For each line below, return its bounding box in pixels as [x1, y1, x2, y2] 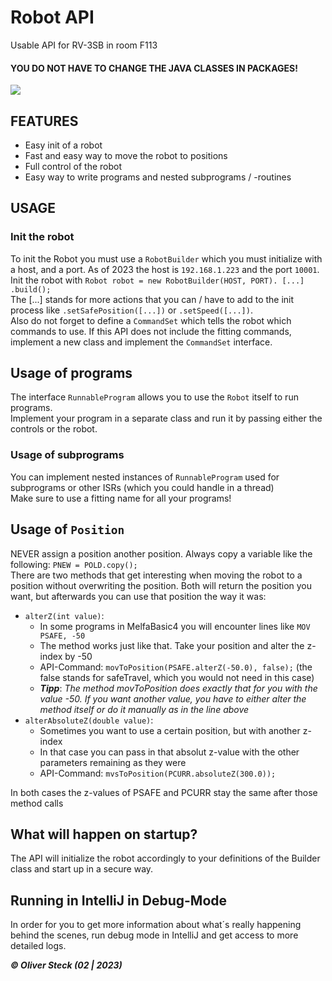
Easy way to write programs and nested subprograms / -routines [24, 171, 292, 183]
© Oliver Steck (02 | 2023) [10, 959, 123, 971]
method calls [10, 797, 64, 809]
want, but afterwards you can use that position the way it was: [10, 590, 267, 602]
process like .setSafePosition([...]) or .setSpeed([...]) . [10, 304, 253, 316]
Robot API [10, 6, 95, 29]
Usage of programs [10, 365, 133, 382]
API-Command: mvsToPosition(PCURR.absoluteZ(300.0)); [39, 767, 277, 779]
